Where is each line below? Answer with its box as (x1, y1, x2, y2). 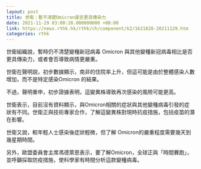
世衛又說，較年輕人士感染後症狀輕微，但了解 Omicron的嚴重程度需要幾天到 (6, 129, 191, 136)
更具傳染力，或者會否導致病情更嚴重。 (6, 56, 100, 63)
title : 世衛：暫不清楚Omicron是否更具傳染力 (6, 14, 106, 20)
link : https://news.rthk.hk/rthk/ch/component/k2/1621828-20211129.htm (6, 25, 188, 32)
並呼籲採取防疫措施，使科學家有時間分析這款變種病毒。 (6, 156, 142, 164)
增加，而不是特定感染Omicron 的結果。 (6, 76, 102, 83)
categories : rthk (6, 31, 50, 37)
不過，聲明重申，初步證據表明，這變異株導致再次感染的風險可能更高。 (6, 88, 179, 96)
